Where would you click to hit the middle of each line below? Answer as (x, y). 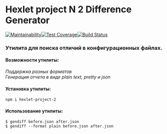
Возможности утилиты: (32, 60)
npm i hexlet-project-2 (31, 100)
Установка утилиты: (28, 89)
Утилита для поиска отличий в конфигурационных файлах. (84, 48)
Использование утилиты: (34, 111)
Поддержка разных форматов (39, 72)
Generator (27, 20)
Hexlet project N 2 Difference (69, 9)
